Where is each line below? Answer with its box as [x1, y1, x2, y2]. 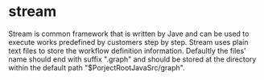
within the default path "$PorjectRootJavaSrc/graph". [8, 62, 185, 72]
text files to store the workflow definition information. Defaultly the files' [8, 46, 247, 55]
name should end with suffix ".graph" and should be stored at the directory [8, 54, 257, 64]
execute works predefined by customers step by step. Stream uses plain [8, 37, 249, 46]
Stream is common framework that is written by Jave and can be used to [8, 29, 250, 38]
